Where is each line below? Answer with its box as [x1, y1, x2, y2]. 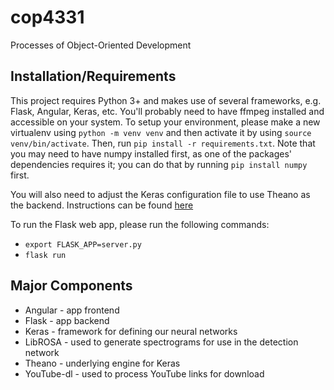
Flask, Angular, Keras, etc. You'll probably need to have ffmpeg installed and [10, 105, 325, 117]
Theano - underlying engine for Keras [24, 357, 181, 369]
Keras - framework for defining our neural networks [24, 325, 238, 337]
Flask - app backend [24, 314, 110, 326]
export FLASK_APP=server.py [24, 239, 142, 250]
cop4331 [10, 6, 85, 29]
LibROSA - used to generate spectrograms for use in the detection [24, 336, 299, 348]
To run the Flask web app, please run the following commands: [10, 218, 270, 230]
